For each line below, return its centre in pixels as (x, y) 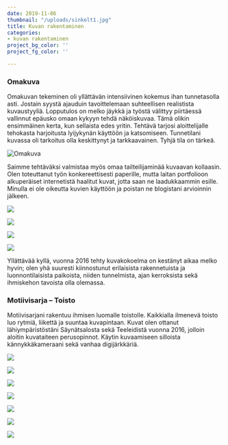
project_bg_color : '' (38, 45)
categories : (24, 33)
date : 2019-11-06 (32, 13)
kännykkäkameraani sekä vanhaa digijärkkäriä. (73, 344)
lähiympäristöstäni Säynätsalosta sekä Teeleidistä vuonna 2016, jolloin (106, 330)
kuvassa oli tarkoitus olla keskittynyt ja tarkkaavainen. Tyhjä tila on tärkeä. (111, 141)
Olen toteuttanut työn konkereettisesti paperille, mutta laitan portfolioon (108, 174)
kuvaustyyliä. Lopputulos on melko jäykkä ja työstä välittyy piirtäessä (104, 111)
